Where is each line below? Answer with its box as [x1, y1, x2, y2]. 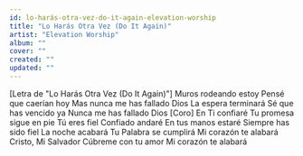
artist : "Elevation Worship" [9, 30, 119, 39]
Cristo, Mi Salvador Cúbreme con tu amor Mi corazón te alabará [9, 136, 248, 147]
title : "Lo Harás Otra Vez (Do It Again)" [9, 22, 172, 31]
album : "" [9, 38, 47, 48]
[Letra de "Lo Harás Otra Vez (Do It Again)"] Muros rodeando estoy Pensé [9, 87, 285, 99]
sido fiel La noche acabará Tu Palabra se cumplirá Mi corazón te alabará [9, 126, 279, 137]
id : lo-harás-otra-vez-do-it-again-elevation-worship [9, 13, 217, 23]
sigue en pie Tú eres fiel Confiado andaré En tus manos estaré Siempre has [9, 116, 290, 127]
